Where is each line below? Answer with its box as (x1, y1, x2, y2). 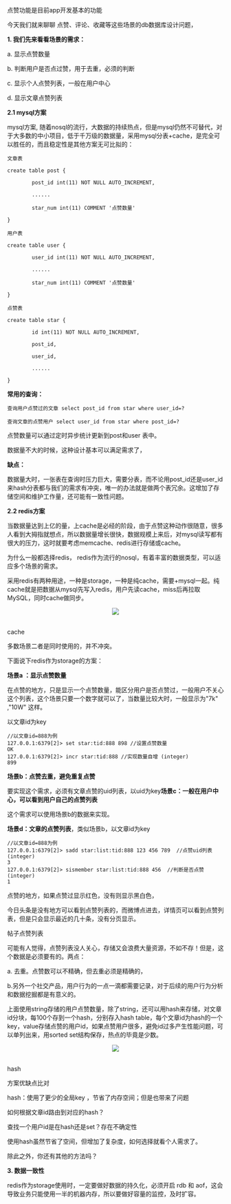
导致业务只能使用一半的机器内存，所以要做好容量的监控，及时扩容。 (7, 1190, 200, 1198)
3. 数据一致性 (7, 1167, 45, 1174)
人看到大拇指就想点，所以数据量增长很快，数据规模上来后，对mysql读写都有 (7, 530, 223, 538)
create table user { (7, 242, 67, 249)
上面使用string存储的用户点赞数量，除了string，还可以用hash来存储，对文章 (7, 1005, 222, 1013)
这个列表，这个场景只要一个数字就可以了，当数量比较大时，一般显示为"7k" (7, 694, 219, 702)
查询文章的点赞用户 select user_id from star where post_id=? (7, 418, 180, 425)
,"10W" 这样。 (7, 703, 47, 711)
